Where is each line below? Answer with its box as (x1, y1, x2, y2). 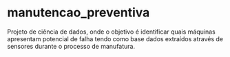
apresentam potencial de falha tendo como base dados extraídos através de (7, 34, 224, 43)
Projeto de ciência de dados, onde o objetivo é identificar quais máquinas (7, 27, 216, 36)
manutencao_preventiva (7, 5, 150, 21)
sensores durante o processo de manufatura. (7, 42, 136, 50)
